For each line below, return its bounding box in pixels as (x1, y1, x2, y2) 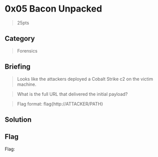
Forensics (17, 47, 38, 54)
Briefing (5, 63, 31, 71)
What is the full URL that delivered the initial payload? (17, 91, 128, 97)
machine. (17, 81, 37, 87)
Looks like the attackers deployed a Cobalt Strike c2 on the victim (17, 76, 153, 82)
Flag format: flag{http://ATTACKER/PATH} (17, 100, 104, 107)
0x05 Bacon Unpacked (5, 3, 103, 15)
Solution (5, 115, 32, 124)
